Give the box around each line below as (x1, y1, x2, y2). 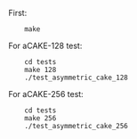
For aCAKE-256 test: (8, 89, 84, 99)
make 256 (24, 114, 57, 123)
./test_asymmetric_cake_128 (24, 73, 128, 82)
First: (8, 8, 28, 18)
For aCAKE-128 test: (8, 40, 83, 51)
